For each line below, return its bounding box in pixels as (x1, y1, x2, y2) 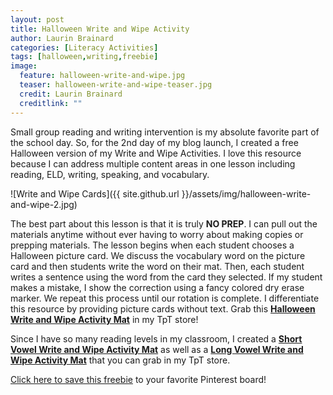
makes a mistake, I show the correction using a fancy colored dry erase (10, 281, 305, 293)
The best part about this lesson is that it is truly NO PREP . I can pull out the (10, 217, 318, 230)
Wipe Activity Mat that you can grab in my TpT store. (10, 354, 231, 366)
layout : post (10, 14, 65, 25)
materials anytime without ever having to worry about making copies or (10, 228, 304, 240)
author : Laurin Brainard (10, 33, 114, 43)
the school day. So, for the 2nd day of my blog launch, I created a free (10, 136, 299, 148)
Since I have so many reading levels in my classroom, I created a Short (10, 332, 303, 345)
